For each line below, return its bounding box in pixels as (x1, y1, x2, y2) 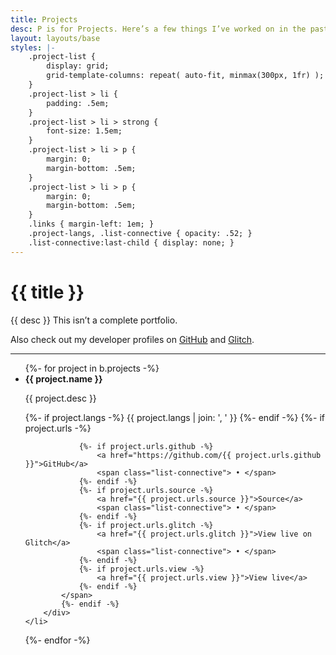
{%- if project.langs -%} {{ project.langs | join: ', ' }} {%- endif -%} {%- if (24, 411, 325, 423)
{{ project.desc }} (24, 392, 97, 404)
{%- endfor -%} (24, 634, 91, 646)
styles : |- (10, 42, 56, 53)
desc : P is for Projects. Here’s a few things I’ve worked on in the (10, 24, 307, 34)
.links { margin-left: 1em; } (28, 219, 155, 230)
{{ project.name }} (24, 372, 103, 385)
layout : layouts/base (10, 33, 101, 43)
